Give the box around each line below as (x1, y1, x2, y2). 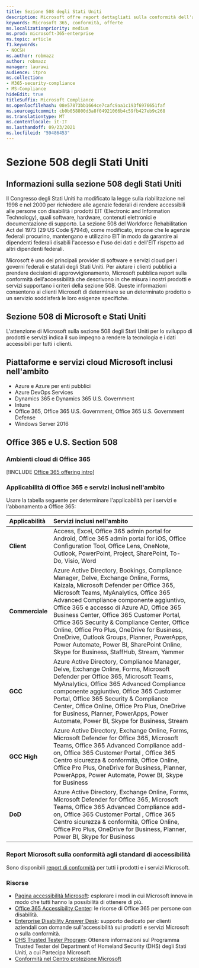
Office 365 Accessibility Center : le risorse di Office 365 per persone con (14, 905, 192, 912)
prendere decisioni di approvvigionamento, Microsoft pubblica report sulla (6, 269, 187, 276)
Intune (14, 401, 31, 408)
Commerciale (9, 607, 48, 616)
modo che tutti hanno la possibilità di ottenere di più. (14, 899, 143, 906)
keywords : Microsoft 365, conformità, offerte (6, 20, 123, 26)
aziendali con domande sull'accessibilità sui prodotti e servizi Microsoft (14, 924, 190, 931)
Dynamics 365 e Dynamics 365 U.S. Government (14, 395, 134, 402)
